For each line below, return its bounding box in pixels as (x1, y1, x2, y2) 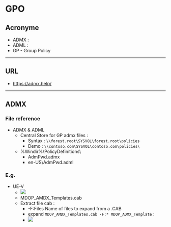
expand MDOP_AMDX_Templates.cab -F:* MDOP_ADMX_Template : (27, 211, 155, 217)
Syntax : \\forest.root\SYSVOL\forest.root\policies (27, 138, 140, 144)
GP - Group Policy (12, 48, 51, 53)
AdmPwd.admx (27, 153, 60, 160)
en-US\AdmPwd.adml (27, 159, 74, 165)
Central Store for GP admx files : (20, 132, 88, 138)
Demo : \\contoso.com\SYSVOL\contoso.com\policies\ (27, 143, 140, 149)
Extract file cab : (20, 200, 55, 206)
